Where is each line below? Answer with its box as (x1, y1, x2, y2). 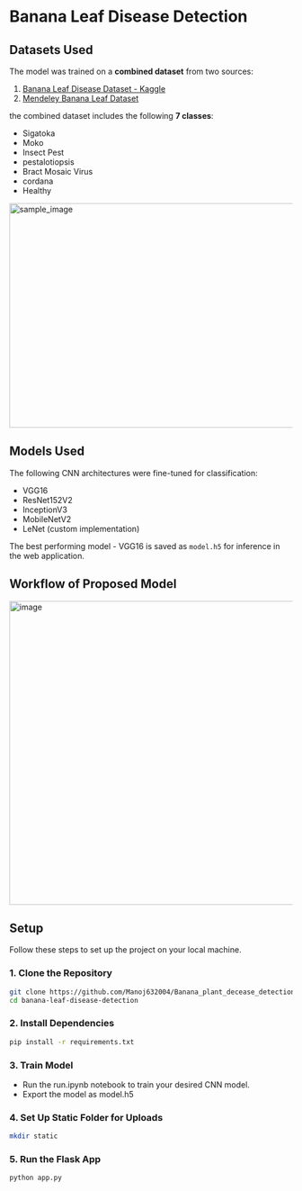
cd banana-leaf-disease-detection (9, 996, 139, 1005)
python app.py (9, 1173, 63, 1183)
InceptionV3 (22, 504, 67, 515)
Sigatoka (22, 128, 56, 139)
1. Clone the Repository (9, 967, 112, 979)
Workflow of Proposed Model (9, 576, 177, 591)
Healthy (22, 185, 52, 195)
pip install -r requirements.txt (9, 1037, 135, 1046)
